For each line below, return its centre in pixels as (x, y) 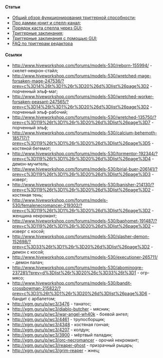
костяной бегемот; (32, 148)
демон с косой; (28, 252)
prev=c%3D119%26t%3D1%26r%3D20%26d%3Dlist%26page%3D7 (81, 122)
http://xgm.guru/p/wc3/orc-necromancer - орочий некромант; (75, 340)
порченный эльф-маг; (35, 91)
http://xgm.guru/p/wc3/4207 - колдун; (51, 330)
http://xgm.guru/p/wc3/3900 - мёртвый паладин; (62, 335)
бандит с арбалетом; (34, 299)
